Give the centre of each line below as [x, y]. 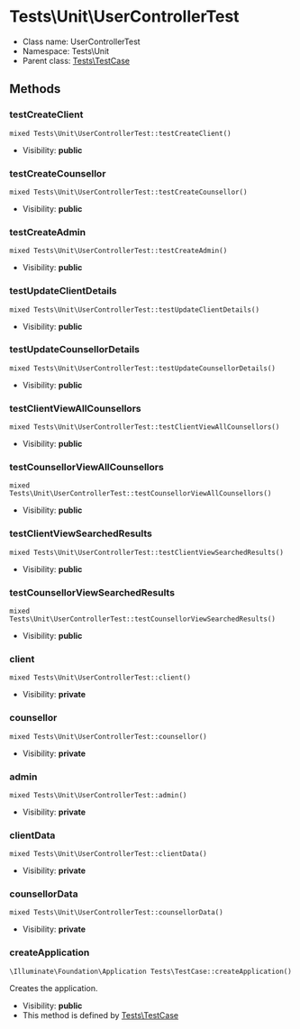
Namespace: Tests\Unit [66, 50]
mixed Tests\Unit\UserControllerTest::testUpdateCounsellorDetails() [143, 368]
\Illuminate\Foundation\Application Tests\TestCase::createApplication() [151, 971]
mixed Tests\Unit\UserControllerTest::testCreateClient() [120, 133]
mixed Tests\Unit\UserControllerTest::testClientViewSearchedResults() [146, 552]
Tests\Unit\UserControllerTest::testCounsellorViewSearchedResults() [143, 619]
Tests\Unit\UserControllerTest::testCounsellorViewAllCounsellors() [141, 494]
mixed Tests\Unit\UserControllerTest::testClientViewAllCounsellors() [145, 427]
